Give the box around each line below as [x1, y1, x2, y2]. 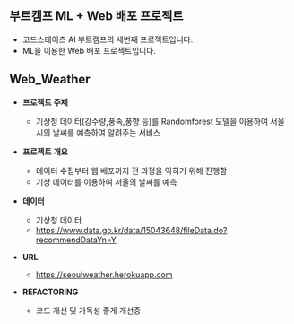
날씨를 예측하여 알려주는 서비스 [52, 127, 161, 137]
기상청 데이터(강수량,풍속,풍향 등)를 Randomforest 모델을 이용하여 [35, 116, 269, 127]
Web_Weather [9, 72, 91, 87]
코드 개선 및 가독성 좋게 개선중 [35, 304, 142, 316]
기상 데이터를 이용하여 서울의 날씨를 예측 [35, 176, 177, 187]
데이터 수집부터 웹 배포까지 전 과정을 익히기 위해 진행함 [35, 165, 228, 176]
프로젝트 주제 [22, 97, 69, 108]
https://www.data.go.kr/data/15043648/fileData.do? [35, 224, 228, 235]
